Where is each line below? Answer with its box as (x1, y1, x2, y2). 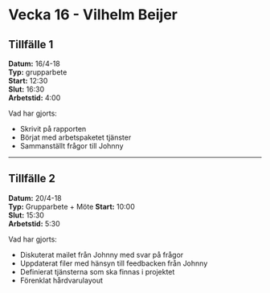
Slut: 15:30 (8, 210, 44, 220)
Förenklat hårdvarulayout (19, 275, 103, 285)
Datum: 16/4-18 (8, 59, 60, 68)
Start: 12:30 (8, 76, 48, 85)
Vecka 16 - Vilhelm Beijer (8, 6, 178, 24)
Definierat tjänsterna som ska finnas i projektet (19, 267, 175, 276)
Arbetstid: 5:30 (8, 218, 60, 228)
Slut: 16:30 (8, 84, 45, 94)
